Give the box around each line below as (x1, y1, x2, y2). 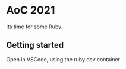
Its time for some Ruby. (6, 23, 63, 30)
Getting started (6, 40, 64, 50)
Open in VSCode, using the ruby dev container (6, 55, 121, 63)
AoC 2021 (6, 4, 55, 17)
